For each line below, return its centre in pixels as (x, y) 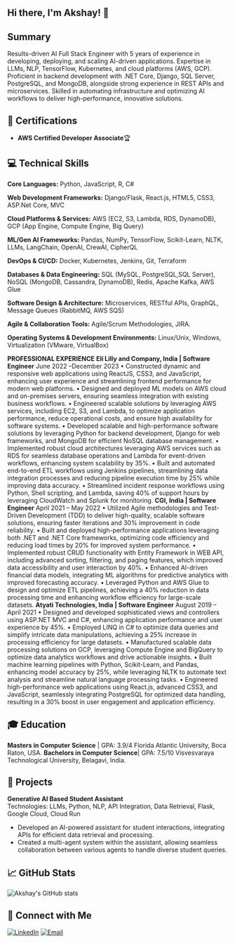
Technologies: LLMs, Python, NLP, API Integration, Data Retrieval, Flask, (111, 806)
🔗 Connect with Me (50, 915)
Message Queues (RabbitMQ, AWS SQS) (66, 310)
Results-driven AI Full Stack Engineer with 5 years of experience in (103, 54)
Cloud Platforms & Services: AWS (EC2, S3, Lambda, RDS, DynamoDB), (112, 218)
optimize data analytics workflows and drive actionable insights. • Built (110, 657)
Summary (29, 37)
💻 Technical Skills (48, 163)
